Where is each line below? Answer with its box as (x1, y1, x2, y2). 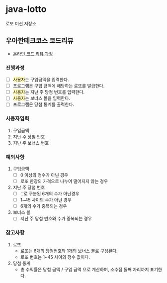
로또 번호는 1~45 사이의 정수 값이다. (20, 254, 90, 260)
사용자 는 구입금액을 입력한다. (12, 77, 69, 83)
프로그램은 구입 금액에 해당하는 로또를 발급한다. (12, 83, 105, 89)
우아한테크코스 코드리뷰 (5, 36, 74, 45)
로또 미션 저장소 (5, 20, 37, 26)
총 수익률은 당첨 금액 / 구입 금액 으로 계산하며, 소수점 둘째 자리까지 (20, 266, 149, 272)
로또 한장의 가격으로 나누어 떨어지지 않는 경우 (20, 178, 108, 185)
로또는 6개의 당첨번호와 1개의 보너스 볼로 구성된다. (20, 248, 118, 254)
